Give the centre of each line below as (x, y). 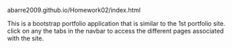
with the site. (26, 38)
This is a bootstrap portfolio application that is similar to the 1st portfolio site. (116, 23)
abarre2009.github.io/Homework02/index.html (74, 10)
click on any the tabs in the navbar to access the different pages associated (116, 31)
